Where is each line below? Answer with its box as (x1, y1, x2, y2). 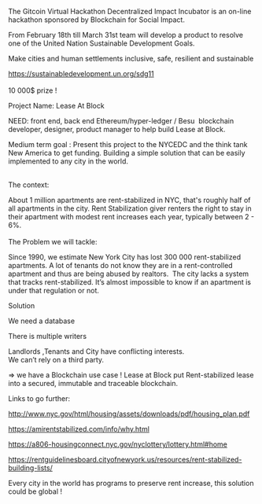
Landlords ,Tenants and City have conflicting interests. (8, 347, 185, 356)
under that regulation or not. (8, 286, 100, 295)
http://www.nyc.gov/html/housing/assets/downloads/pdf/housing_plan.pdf (8, 409, 250, 418)
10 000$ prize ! (8, 86, 57, 95)
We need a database (8, 316, 76, 326)
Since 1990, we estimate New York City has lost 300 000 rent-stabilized (8, 252, 242, 262)
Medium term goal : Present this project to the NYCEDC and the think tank (8, 140, 248, 149)
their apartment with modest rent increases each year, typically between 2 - (8, 212, 255, 221)
